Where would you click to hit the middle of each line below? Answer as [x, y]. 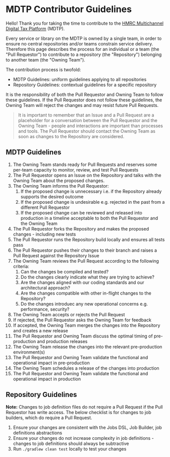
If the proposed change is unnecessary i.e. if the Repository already [91, 191]
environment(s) [29, 352]
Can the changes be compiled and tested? [65, 271]
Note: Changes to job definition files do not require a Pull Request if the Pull [84, 407]
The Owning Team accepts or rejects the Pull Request [69, 314]
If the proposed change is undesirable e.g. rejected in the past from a [93, 202]
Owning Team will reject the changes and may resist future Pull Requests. [82, 105]
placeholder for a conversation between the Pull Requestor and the [88, 120]
